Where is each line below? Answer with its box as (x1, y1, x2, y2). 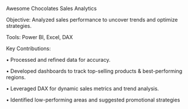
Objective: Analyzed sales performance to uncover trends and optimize (6, 16, 178, 23)
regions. (6, 74, 26, 80)
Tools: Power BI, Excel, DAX (6, 34, 73, 40)
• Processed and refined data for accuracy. (6, 57, 111, 63)
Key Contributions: (6, 45, 51, 52)
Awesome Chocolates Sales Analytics (6, 5, 97, 12)
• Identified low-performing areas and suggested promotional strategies (6, 96, 180, 103)
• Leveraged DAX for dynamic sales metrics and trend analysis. (6, 85, 159, 92)
